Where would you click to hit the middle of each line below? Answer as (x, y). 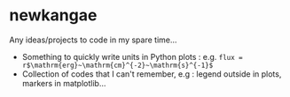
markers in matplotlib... (64, 83)
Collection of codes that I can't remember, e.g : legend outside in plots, (152, 74)
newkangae (53, 15)
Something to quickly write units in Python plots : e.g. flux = (132, 56)
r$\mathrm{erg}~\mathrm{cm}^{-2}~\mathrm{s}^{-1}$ (118, 65)
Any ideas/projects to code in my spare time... (93, 40)
